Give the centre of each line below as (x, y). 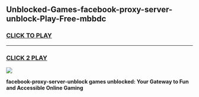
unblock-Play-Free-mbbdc (56, 19)
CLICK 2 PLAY (27, 58)
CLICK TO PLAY (29, 36)
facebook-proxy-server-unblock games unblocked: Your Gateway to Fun (97, 81)
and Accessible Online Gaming (45, 88)
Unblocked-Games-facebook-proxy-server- (89, 10)
